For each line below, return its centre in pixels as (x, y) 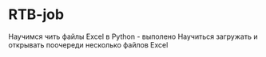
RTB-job (36, 15)
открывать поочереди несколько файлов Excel (88, 44)
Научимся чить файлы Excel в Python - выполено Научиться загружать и (133, 36)
